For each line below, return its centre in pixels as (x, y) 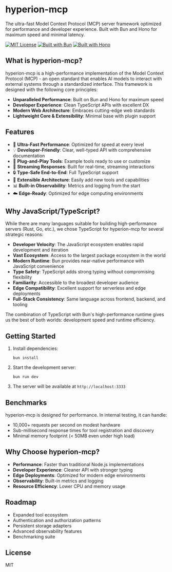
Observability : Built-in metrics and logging (58, 481)
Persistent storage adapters (42, 526)
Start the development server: (44, 367)
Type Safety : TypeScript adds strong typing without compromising (84, 272)
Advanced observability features (47, 531)
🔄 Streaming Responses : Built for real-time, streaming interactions (83, 167)
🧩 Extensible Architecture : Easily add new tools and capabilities (81, 180)
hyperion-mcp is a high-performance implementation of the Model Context (85, 73)
